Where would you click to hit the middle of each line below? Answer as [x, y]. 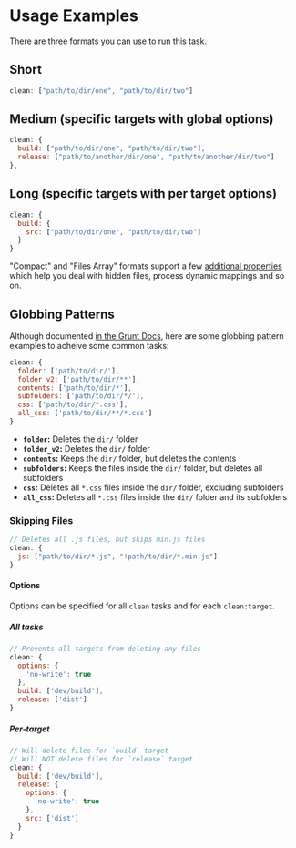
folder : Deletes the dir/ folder [80, 439]
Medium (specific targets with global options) [142, 119]
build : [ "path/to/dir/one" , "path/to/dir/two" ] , [112, 148]
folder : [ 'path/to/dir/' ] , [69, 371]
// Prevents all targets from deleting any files [106, 649]
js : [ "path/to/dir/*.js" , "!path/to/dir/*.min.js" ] [118, 557]
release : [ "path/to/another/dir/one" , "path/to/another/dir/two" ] [146, 157]
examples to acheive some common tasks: [89, 345]
